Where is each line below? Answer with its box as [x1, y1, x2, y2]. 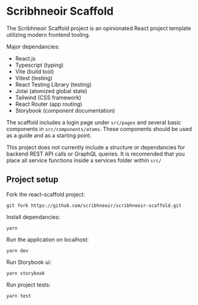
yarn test [6, 293, 32, 299]
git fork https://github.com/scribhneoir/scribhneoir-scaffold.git [6, 202, 182, 209]
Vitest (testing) [15, 74, 53, 81]
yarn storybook [6, 270, 45, 276]
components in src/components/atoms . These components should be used [6, 125, 193, 132]
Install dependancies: [6, 213, 61, 220]
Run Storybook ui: [6, 258, 52, 266]
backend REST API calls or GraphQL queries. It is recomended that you [6, 150, 185, 157]
